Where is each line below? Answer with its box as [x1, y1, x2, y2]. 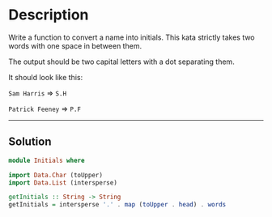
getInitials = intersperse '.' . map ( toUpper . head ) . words [8, 201, 227, 209]
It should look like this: [8, 72, 83, 82]
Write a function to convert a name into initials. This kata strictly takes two [8, 32, 255, 42]
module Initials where [8, 156, 85, 164]
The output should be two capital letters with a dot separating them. [8, 57, 235, 66]
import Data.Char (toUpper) [8, 171, 104, 179]
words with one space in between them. [8, 40, 142, 50]
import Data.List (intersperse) [8, 178, 117, 187]
